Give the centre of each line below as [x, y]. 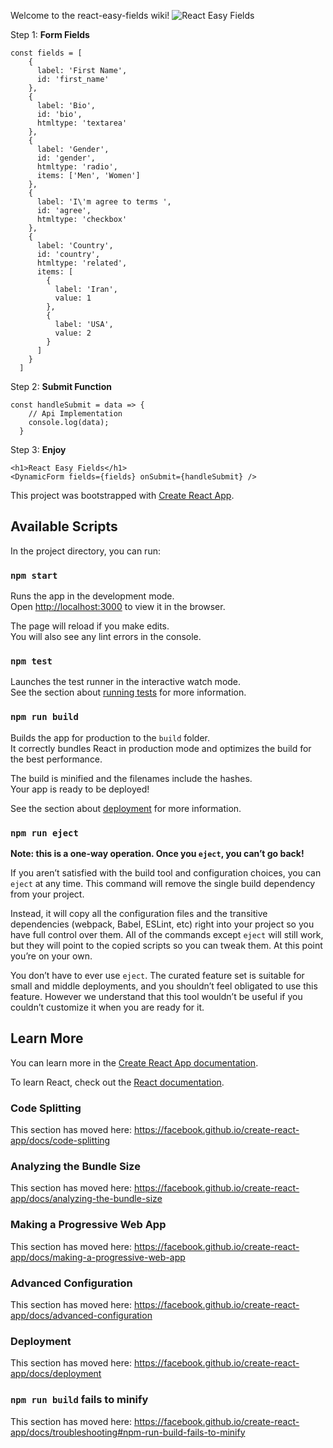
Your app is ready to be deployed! [80, 789]
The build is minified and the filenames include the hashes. [131, 778]
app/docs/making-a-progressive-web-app [98, 1257]
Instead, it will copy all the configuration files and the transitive [139, 913]
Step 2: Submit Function [61, 386]
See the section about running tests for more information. [128, 692]
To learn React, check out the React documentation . [117, 1082]
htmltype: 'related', [82, 263]
